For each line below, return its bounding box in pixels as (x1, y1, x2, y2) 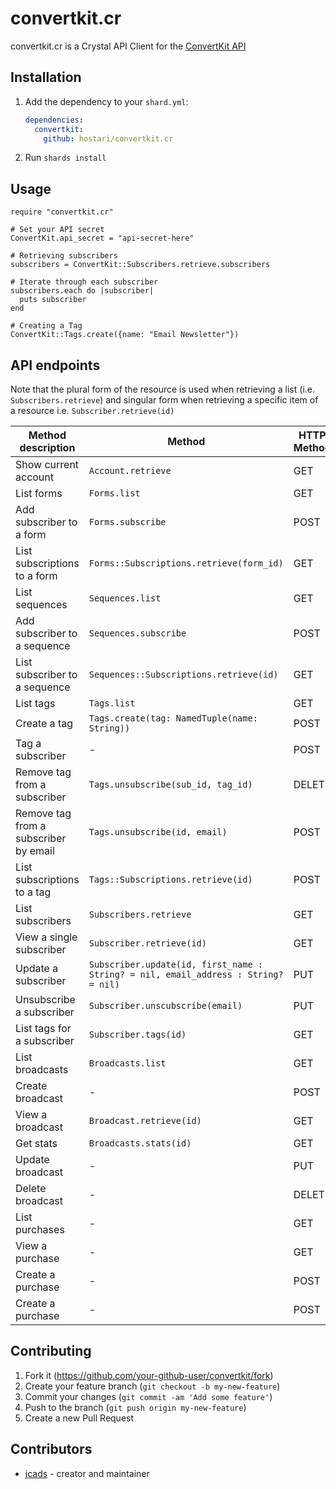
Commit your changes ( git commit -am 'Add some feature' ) (24, 1390, 273, 1402)
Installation (10, 69, 82, 86)
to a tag (15, 885, 52, 899)
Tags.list (88, 698, 136, 709)
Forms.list (88, 488, 141, 499)
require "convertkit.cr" (10, 207, 114, 217)
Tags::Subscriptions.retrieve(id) (88, 874, 253, 885)
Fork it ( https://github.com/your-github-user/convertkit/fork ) (24, 1369, 274, 1381)
